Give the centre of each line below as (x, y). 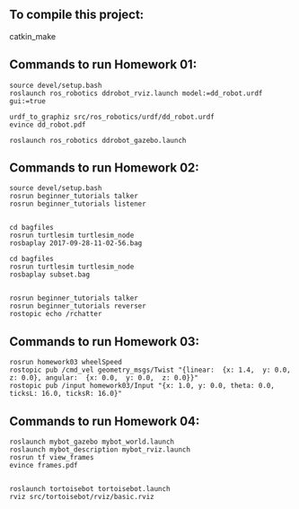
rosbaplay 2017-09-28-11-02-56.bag (76, 243)
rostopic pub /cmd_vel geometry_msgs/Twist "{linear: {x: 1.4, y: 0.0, (150, 370)
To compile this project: (77, 15)
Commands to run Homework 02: (104, 168)
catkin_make (33, 36)
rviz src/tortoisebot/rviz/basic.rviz (82, 497)
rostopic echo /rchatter (56, 314)
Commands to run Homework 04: (105, 421)
